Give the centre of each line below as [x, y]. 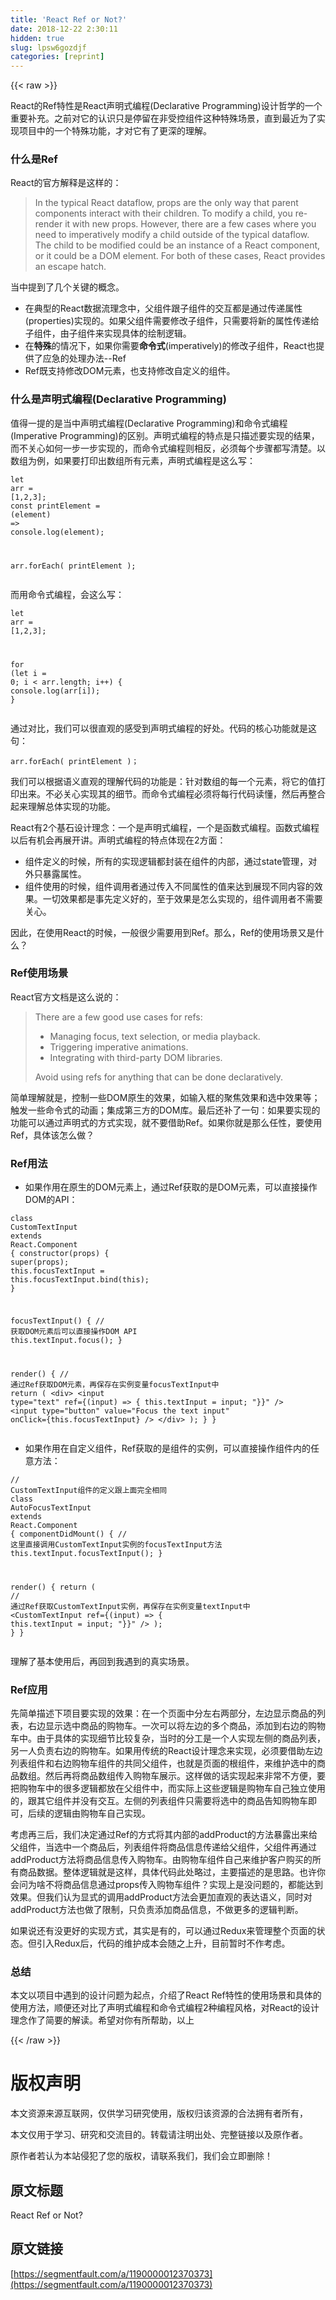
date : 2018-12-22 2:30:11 [64, 29]
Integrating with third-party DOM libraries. [136, 1057]
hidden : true [37, 38]
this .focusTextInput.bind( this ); [80, 1280]
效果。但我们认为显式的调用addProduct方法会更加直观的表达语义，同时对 [161, 1897]
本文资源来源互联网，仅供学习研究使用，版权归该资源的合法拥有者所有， [159, 2113]
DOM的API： [51, 1200]
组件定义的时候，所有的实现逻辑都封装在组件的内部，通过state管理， [166, 861]
